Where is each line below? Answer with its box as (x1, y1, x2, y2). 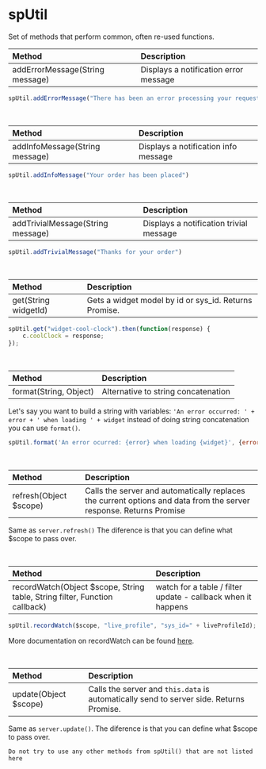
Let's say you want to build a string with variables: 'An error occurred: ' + (8, 406, 255, 416)
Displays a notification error (140, 63, 244, 75)
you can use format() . (8, 423, 81, 433)
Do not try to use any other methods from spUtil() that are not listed (8, 748, 253, 756)
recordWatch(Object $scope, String (12, 582, 145, 593)
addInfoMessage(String (12, 140, 101, 152)
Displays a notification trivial (142, 217, 248, 229)
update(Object (12, 688, 66, 699)
